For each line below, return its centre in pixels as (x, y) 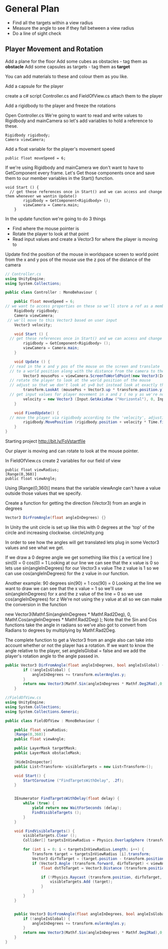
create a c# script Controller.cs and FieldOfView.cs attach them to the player (84, 96)
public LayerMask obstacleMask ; (48, 753)
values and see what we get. (34, 547)
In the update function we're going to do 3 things (55, 219)
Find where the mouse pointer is (45, 228)
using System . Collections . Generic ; (42, 712)
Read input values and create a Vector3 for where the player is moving (85, 239)
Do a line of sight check (37, 33)
